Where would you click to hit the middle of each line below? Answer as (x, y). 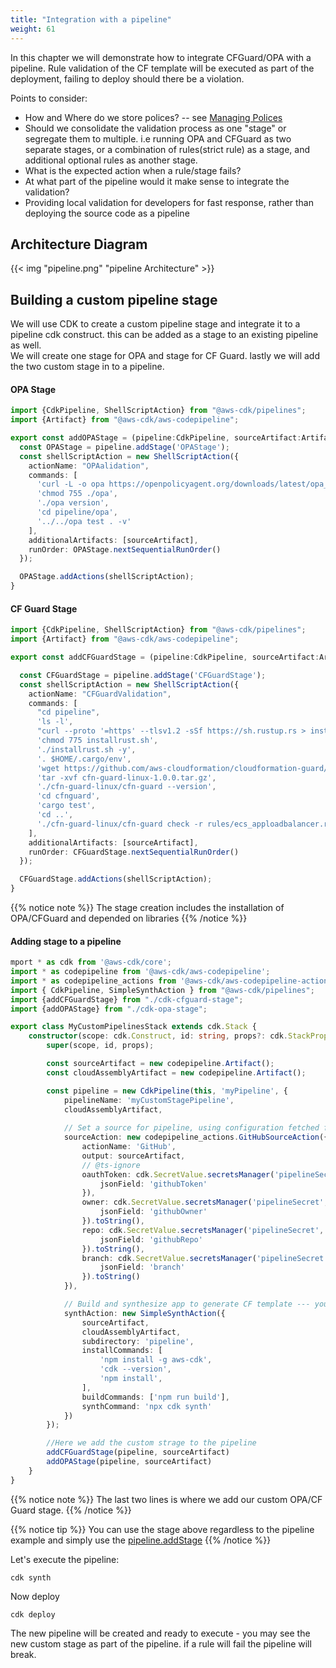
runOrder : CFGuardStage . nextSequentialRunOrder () (134, 852)
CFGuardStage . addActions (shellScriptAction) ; (116, 879)
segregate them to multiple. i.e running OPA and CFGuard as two (158, 138)
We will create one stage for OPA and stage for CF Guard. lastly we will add (165, 356)
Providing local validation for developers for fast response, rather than (169, 202)
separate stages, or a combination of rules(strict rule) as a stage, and (167, 149)
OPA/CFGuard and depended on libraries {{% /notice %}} (129, 918)
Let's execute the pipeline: (65, 1559)
